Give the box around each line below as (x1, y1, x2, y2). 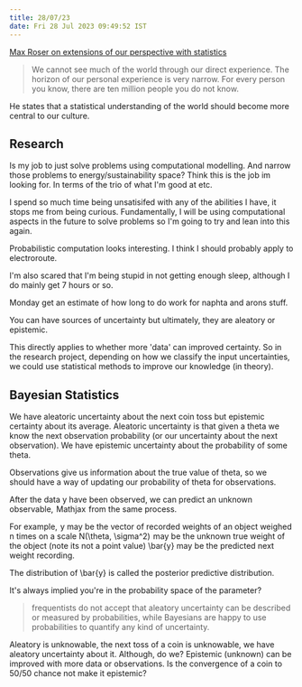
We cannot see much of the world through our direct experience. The (31, 64, 290, 75)
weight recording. (9, 550, 75, 561)
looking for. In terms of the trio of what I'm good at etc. (9, 180, 214, 190)
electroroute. (9, 253, 58, 264)
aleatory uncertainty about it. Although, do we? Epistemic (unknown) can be (9, 649, 292, 660)
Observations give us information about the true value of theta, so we (9, 467, 268, 478)
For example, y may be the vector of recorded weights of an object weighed (9, 521, 293, 533)
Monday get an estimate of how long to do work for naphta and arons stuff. (9, 297, 288, 308)
